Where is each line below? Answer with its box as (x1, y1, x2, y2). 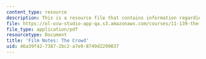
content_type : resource (6, 9, 67, 15)
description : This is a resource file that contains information (6, 15, 177, 21)
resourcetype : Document (6, 32, 67, 38)
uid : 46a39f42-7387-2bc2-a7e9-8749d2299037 (6, 44, 120, 50)
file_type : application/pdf (6, 26, 78, 33)
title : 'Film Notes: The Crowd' (6, 37, 89, 44)
